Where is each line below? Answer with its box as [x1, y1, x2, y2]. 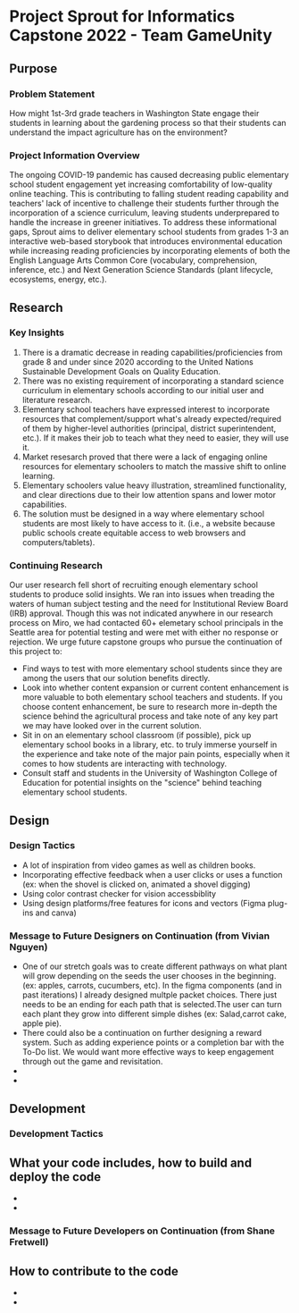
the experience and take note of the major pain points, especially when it [21, 749, 290, 760]
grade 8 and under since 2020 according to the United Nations [21, 356, 254, 367]
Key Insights [9, 326, 65, 339]
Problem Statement [9, 88, 96, 100]
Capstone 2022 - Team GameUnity [9, 25, 272, 46]
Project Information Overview [9, 149, 140, 162]
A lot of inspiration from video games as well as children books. [21, 860, 256, 871]
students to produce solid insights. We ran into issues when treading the [9, 589, 275, 600]
